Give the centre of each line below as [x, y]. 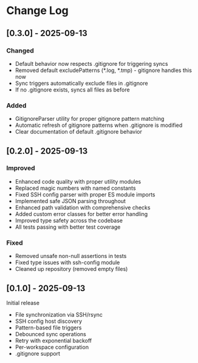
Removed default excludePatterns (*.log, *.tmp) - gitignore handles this [104, 70]
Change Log [37, 11]
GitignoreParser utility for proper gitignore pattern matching [90, 119]
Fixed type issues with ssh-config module [67, 262]
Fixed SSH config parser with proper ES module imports [85, 194]
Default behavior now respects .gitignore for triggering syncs [91, 63]
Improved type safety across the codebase [69, 220]
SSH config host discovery [49, 321]
